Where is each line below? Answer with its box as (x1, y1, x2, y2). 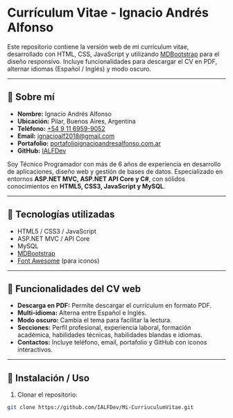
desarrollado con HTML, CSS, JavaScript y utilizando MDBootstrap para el (7, 50, 220, 58)
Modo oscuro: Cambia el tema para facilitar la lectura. (17, 316, 172, 324)
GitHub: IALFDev (17, 146, 67, 155)
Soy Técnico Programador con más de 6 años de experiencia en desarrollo (7, 159, 221, 168)
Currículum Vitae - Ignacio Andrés (7, 5, 209, 21)
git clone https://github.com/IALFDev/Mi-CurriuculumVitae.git (7, 404, 194, 411)
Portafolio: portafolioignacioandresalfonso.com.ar (17, 139, 162, 147)
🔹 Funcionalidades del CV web (7, 283, 141, 295)
